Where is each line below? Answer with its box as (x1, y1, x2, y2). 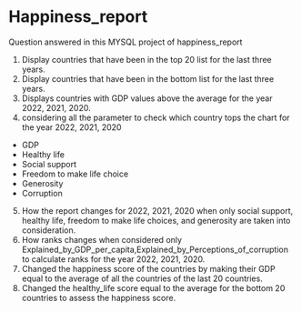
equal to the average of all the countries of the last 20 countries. (21, 273, 263, 284)
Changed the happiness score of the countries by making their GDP (21, 263, 276, 274)
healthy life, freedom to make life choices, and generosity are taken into (21, 215, 291, 226)
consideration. (21, 225, 76, 236)
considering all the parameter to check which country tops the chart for (21, 112, 290, 123)
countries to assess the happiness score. (21, 292, 176, 303)
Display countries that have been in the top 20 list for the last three (21, 54, 272, 65)
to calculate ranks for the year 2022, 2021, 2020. (21, 253, 206, 265)
